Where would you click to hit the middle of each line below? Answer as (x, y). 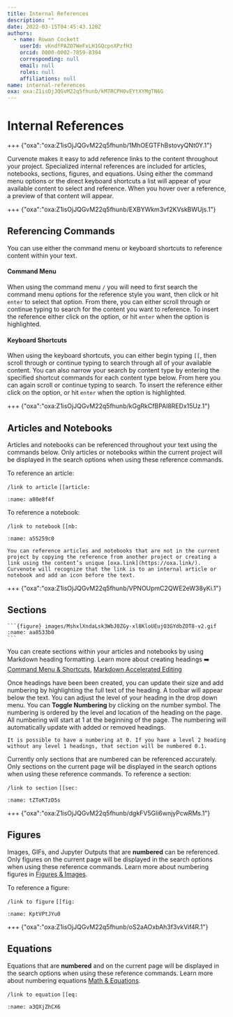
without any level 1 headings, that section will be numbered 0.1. (107, 746)
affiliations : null (48, 78)
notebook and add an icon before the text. (72, 575)
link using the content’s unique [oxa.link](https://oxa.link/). (104, 563)
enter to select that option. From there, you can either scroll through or (109, 302)
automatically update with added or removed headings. (87, 727)
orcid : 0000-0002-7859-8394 (60, 53)
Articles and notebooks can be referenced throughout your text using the (112, 445)
